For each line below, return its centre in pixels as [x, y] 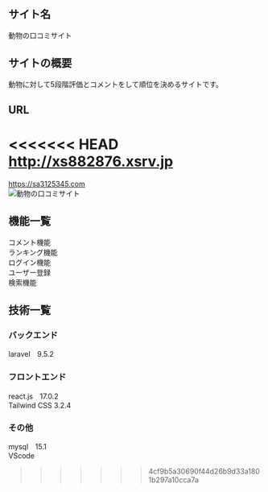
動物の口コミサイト [40, 35]
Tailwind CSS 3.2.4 [40, 405]
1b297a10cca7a [174, 480]
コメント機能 [29, 242]
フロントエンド [37, 377]
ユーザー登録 [29, 272]
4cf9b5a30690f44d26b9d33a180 [204, 471]
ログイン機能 [29, 262]
